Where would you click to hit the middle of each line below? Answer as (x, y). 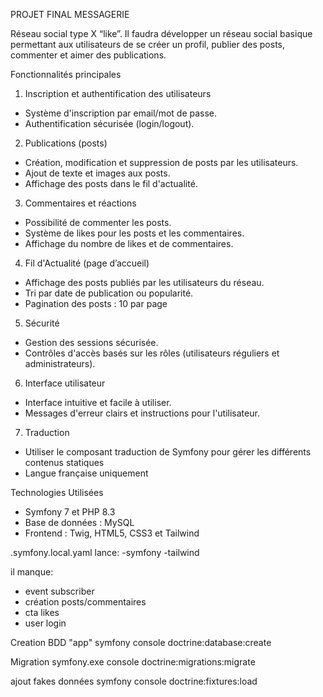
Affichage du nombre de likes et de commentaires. (129, 243)
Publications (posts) (66, 143)
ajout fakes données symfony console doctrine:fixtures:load (134, 681)
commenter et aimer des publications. (88, 55)
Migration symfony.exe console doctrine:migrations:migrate (133, 662)
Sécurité (42, 323)
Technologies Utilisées (57, 492)
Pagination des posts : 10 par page (96, 303)
